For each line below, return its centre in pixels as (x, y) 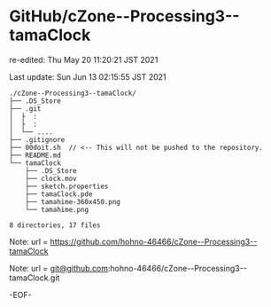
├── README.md (35, 155)
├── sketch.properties (67, 186)
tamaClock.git (35, 278)
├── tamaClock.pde (59, 194)
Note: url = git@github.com (59, 268)
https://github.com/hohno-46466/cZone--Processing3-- (154, 241)
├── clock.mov (51, 178)
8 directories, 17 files (55, 225)
